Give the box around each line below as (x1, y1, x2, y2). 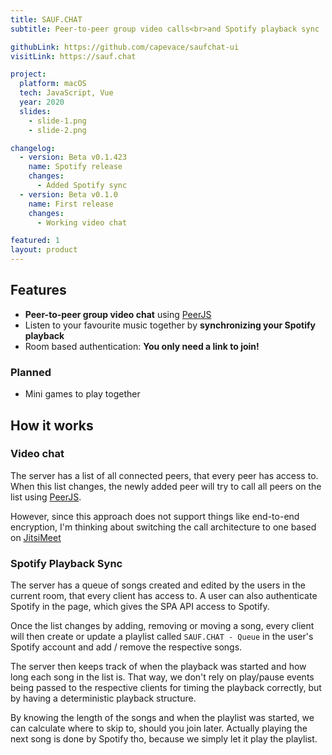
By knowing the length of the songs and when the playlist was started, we (10, 712, 315, 724)
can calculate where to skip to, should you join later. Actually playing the (10, 722, 308, 735)
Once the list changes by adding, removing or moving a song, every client (10, 620, 315, 632)
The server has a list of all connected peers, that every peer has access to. (10, 469, 319, 481)
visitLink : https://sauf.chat (10, 51, 137, 61)
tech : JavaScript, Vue (19, 88, 114, 98)
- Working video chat (36, 217, 128, 228)
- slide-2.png (28, 125, 87, 135)
